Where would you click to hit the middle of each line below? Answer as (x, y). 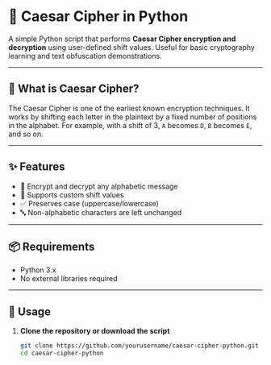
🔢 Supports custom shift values (72, 195)
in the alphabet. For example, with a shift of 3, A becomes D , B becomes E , (130, 125)
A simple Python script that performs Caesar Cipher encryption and (122, 39)
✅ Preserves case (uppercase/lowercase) (90, 203)
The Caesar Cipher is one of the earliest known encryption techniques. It (129, 108)
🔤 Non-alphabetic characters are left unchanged (101, 212)
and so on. (26, 134)
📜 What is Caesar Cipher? (74, 89)
